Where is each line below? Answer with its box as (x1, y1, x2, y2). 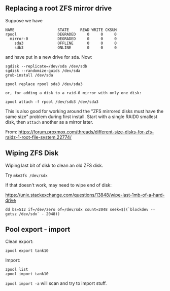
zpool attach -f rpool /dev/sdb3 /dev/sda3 (5, 99, 99, 104)
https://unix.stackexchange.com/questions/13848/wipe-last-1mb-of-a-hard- (5, 192, 165, 198)
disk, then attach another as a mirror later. (5, 119, 93, 125)
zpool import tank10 (5, 271, 49, 277)
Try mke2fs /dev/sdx (5, 172, 48, 178)
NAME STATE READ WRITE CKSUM (5, 27, 117, 32)
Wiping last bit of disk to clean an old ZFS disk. (5, 162, 104, 168)
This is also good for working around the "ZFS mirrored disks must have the (5, 108, 164, 114)
